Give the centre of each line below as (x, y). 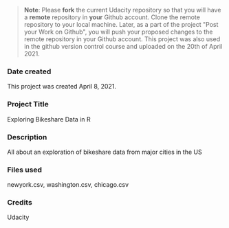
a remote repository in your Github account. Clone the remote (112, 17)
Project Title (28, 104)
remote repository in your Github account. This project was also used (122, 39)
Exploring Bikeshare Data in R (49, 119)
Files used (25, 170)
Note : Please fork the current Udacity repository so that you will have (122, 10)
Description (27, 137)
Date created (29, 71)
